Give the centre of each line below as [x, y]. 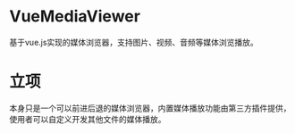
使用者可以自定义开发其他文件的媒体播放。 [88, 119]
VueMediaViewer [75, 17]
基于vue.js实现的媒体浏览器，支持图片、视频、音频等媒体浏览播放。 [134, 42]
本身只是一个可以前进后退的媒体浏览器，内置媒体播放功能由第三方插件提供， [150, 108]
